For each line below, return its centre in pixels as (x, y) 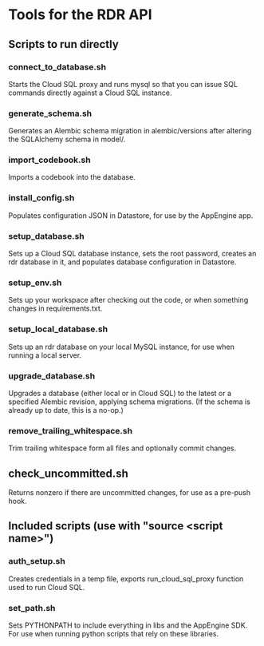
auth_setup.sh (37, 561)
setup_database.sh (47, 236)
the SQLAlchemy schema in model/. (67, 139)
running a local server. (45, 355)
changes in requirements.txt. (55, 308)
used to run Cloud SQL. (47, 587)
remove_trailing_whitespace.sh (71, 430)
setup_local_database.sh (58, 329)
